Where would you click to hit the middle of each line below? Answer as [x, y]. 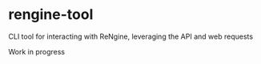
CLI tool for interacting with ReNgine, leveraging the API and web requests [131, 36]
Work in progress [37, 51]
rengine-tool [51, 15]
